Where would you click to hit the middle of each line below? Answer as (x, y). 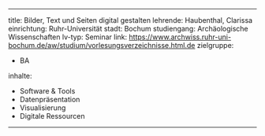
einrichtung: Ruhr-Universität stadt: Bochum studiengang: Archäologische (128, 29)
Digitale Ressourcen (52, 116)
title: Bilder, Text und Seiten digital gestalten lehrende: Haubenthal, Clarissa (131, 20)
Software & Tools (47, 91)
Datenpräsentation (50, 99)
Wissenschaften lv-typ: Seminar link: (68, 37)
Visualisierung (43, 108)
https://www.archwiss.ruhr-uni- (180, 37)
